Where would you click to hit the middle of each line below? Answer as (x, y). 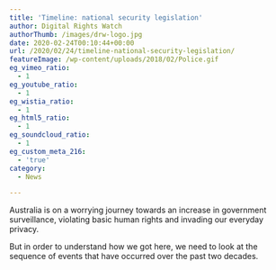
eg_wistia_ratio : (42, 101)
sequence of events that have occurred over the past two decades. (134, 256)
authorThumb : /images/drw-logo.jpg (76, 34)
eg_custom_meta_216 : (48, 151)
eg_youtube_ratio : (44, 85)
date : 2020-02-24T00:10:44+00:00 (72, 43)
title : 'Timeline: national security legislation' (106, 18)
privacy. (24, 229)
